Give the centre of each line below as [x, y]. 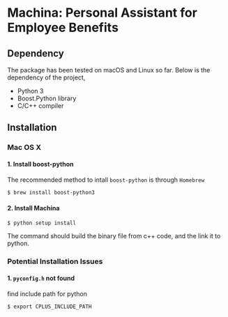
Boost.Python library [47, 98]
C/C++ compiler [40, 106]
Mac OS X [24, 148]
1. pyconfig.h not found [41, 278]
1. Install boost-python [41, 164]
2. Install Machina [33, 208]
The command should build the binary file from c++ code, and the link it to [114, 236]
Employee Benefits [63, 28]
